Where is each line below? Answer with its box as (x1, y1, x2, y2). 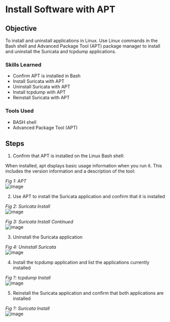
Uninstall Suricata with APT (12, 83, 71, 90)
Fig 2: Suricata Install (5, 203, 50, 209)
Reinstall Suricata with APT (12, 95, 70, 101)
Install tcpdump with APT (12, 89, 66, 95)
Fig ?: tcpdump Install (5, 275, 51, 281)
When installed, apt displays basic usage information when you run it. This (5, 163, 162, 169)
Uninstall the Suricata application (12, 234, 83, 240)
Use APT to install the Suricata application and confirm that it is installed (12, 194, 165, 200)
